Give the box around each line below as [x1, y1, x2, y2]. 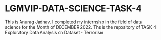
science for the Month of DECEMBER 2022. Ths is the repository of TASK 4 [5, 24, 156, 30]
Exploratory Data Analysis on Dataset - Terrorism [5, 29, 104, 35]
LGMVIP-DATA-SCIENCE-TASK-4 [5, 3, 142, 14]
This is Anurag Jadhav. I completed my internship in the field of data [5, 19, 142, 25]
